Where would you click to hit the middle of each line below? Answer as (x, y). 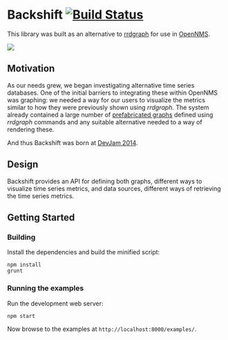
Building (21, 237)
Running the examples (46, 288)
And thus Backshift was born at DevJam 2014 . (73, 142)
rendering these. (31, 129)
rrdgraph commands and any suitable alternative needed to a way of (105, 122)
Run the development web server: (55, 303)
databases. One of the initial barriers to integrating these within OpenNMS (113, 93)
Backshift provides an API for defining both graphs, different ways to (105, 181)
